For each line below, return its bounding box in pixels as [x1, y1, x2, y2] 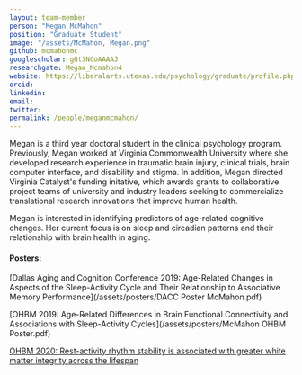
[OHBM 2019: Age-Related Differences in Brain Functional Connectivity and [9, 309, 289, 320]
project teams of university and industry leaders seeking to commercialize [9, 186, 284, 197]
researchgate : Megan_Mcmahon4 [9, 64, 123, 73]
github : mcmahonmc [9, 47, 78, 56]
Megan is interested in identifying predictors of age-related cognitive [9, 213, 265, 224]
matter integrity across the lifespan [9, 355, 139, 366]
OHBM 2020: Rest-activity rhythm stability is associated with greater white [9, 345, 286, 356]
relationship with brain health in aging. [9, 232, 151, 243]
